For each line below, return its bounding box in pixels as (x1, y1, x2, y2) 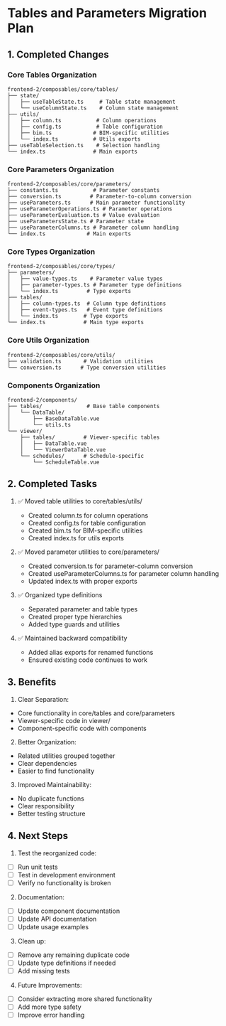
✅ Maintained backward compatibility (17, 634, 128, 642)
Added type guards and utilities (28, 620, 120, 629)
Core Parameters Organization (7, 164, 115, 174)
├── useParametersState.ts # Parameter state (7, 218, 144, 225)
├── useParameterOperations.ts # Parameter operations (7, 205, 173, 213)
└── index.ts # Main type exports (7, 319, 144, 326)
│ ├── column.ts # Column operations (7, 117, 157, 124)
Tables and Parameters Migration (7, 5, 208, 21)
